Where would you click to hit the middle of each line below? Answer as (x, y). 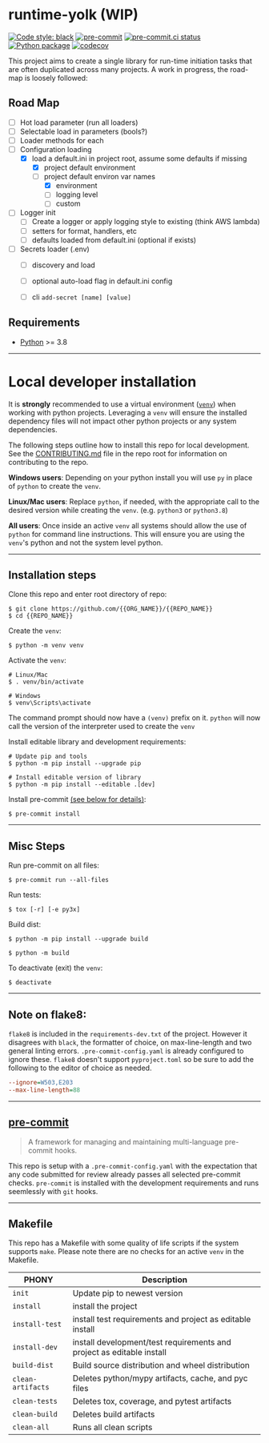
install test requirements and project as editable (162, 1320)
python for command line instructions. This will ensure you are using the (127, 534)
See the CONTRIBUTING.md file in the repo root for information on (118, 453)
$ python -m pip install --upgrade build (78, 939)
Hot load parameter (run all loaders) (79, 122)
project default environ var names (100, 177)
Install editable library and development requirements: (97, 742)
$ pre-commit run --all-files (59, 880)
